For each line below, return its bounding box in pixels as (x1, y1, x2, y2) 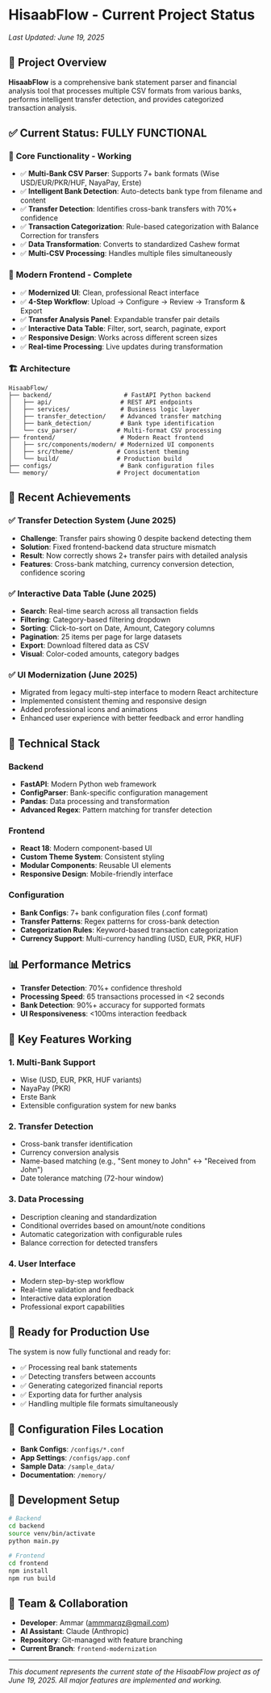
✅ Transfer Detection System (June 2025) (8, 515, 177, 526)
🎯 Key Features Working (8, 1032, 132, 1046)
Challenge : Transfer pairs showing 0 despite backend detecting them (19, 533, 252, 543)
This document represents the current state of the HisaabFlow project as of (8, 1667, 261, 1677)
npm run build (8, 1574, 56, 1582)
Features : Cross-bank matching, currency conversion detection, (19, 559, 235, 568)
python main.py (8, 1537, 60, 1545)
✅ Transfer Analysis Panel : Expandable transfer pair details (19, 314, 220, 324)
